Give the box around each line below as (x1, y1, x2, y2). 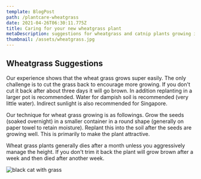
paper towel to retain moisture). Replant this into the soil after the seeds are (6, 124, 192, 131)
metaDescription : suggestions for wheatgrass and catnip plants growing (6, 31, 191, 37)
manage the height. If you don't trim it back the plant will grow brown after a (6, 148, 193, 155)
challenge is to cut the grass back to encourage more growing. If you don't (6, 81, 190, 88)
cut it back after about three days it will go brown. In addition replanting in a (6, 87, 193, 94)
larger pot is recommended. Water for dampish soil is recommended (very (6, 93, 188, 100)
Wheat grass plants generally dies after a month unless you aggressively (6, 141, 185, 149)
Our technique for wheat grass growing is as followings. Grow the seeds (6, 111, 184, 118)
